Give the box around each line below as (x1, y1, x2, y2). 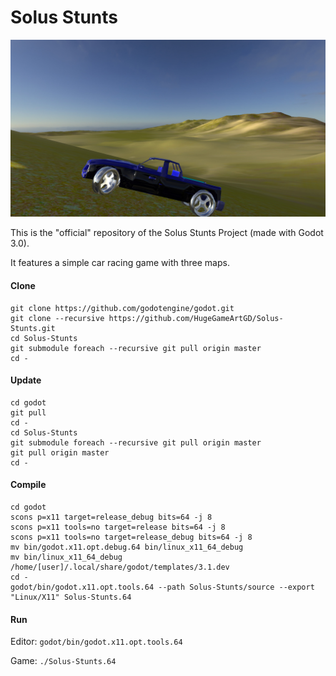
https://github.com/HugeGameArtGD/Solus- (108, 313, 284, 323)
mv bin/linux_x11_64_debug (10, 552, 123, 563)
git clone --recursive (10, 313, 105, 323)
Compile (10, 479, 47, 491)
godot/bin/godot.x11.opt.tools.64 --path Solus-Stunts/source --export (10, 582, 315, 593)
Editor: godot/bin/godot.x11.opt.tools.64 (10, 636, 183, 648)
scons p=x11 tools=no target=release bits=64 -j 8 (10, 522, 226, 533)
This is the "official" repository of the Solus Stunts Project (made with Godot (10, 227, 324, 239)
